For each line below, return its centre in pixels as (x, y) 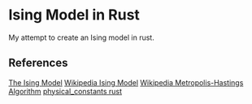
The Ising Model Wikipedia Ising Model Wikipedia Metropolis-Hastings (126, 82)
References (38, 63)
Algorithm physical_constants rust (65, 91)
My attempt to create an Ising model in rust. (81, 37)
